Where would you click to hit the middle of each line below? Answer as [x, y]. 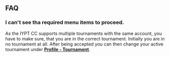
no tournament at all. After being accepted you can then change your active [84, 44]
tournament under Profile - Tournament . [48, 49]
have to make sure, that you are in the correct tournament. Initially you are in [85, 38]
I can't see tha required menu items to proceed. [65, 22]
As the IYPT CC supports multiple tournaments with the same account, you [84, 33]
